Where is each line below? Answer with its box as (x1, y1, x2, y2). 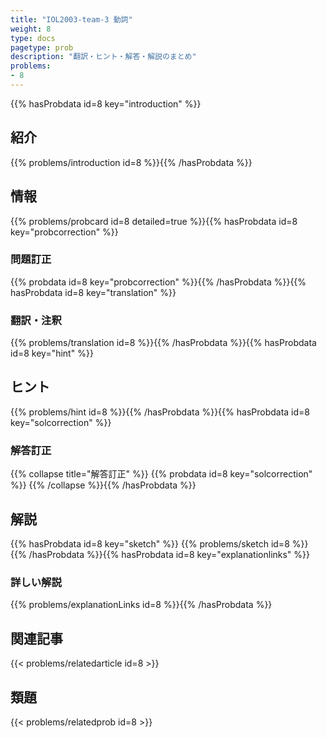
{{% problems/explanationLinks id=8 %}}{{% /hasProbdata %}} (10, 599, 273, 611)
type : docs (10, 33, 56, 43)
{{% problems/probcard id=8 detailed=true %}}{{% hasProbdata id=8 (10, 215, 298, 227)
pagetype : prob (10, 42, 74, 53)
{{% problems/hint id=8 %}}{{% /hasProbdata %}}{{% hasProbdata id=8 (10, 406, 310, 418)
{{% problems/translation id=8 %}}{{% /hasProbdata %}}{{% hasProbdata (10, 337, 317, 349)
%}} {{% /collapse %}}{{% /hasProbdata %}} (10, 479, 197, 491)
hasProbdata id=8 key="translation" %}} (10, 286, 177, 298)
